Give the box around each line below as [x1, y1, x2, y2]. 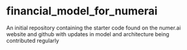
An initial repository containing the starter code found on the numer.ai [6, 24, 181, 31]
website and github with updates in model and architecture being [6, 30, 169, 37]
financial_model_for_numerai [6, 4, 158, 18]
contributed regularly [6, 37, 60, 44]
